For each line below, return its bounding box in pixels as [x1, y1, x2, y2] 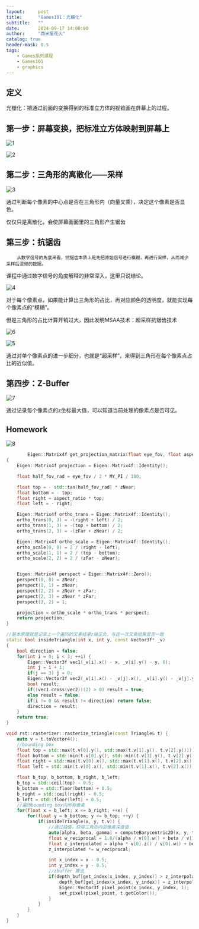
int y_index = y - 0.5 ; [48, 862, 108, 868]
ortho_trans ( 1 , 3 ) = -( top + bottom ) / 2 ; [17, 522, 123, 528]
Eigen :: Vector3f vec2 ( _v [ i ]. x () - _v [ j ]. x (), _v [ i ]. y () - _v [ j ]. [27, 676, 192, 682]
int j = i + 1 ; [27, 665, 65, 670]
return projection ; [17, 615, 65, 621]
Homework [6, 424, 48, 434]
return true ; [17, 714, 49, 720]
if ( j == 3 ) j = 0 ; [27, 670, 73, 676]
